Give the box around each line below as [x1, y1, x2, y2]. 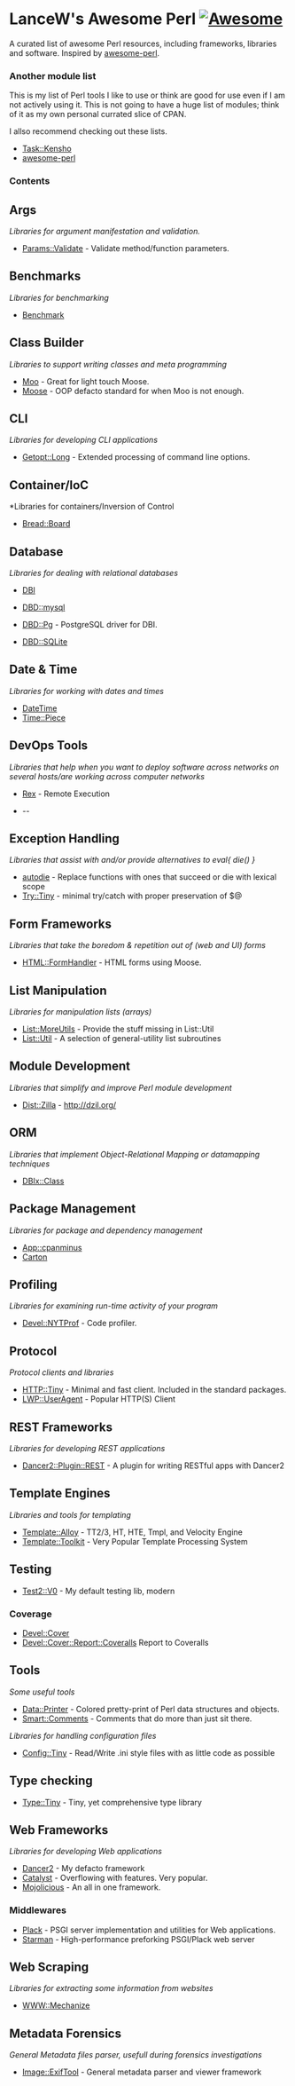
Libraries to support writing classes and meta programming [9, 359, 228, 369]
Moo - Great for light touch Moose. [21, 375, 150, 386]
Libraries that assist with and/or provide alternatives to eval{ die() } [9, 855, 256, 865]
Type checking [9, 1774, 93, 1789]
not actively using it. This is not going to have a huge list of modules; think [9, 99, 280, 110]
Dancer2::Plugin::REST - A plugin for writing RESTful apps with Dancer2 [21, 1460, 285, 1471]
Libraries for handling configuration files [9, 1730, 157, 1741]
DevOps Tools [9, 738, 89, 754]
